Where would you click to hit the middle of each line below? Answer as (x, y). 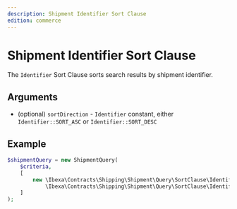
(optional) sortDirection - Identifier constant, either (96, 114)
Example (27, 144)
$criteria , (36, 167)
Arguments (33, 97)
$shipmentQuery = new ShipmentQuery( (63, 160)
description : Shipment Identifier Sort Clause (77, 14)
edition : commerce (34, 20)
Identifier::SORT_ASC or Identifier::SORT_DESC (87, 121)
